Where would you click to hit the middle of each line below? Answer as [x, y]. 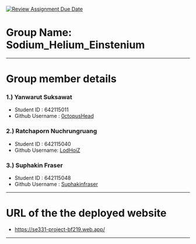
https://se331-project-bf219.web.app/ [60, 229]
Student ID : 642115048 [43, 178]
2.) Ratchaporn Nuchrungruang [52, 131]
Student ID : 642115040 [43, 144]
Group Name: [39, 33]
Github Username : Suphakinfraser [56, 184]
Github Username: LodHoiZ [47, 150]
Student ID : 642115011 [41, 110]
